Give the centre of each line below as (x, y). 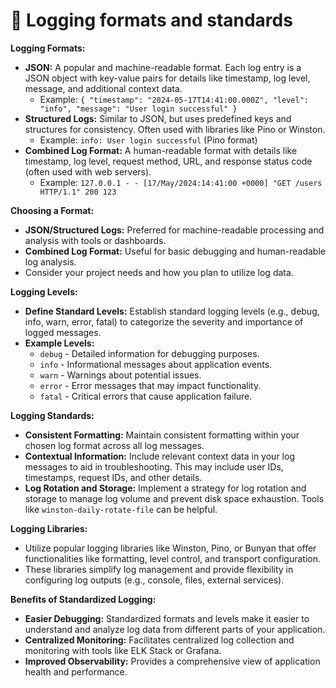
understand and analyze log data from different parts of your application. (175, 629)
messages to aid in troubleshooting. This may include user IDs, (154, 466)
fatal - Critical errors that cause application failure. (146, 396)
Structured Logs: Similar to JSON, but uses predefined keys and (158, 118)
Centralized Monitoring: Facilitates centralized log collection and (159, 640)
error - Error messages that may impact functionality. (150, 385)
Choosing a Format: (52, 210)
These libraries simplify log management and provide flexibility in (159, 569)
